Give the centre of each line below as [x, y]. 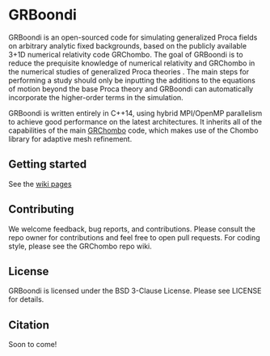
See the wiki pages [40, 184]
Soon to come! [33, 345]
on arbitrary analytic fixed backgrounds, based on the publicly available [128, 45]
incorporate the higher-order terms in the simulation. [96, 97]
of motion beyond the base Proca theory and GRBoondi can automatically [131, 89]
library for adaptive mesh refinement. [70, 138]
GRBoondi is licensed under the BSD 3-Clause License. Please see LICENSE [135, 291]
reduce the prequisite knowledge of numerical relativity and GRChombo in [132, 63]
